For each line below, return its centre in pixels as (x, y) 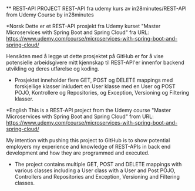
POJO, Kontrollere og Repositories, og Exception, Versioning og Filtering (102, 93)
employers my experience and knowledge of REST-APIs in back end (88, 147)
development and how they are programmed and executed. (78, 153)
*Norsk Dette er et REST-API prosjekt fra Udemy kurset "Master (83, 26)
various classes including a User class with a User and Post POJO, (95, 170)
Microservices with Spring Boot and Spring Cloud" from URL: (80, 116)
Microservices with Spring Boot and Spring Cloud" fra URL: (78, 32)
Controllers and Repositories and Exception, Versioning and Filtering (97, 177)
